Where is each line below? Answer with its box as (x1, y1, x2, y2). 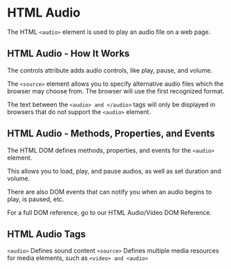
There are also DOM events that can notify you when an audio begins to (7, 187, 212, 196)
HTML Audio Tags (7, 228, 86, 240)
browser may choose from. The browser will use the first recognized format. (7, 86, 225, 95)
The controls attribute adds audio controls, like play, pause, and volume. (7, 66, 213, 74)
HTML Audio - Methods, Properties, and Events (7, 128, 216, 140)
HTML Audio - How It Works (7, 48, 130, 59)
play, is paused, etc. (7, 195, 64, 203)
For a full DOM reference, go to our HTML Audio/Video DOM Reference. (7, 208, 212, 216)
